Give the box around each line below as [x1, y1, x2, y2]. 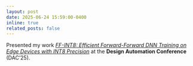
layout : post [6, 8, 39, 15]
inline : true [6, 20, 39, 26]
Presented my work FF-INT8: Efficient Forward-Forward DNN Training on [6, 42, 187, 49]
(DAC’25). [6, 54, 30, 61]
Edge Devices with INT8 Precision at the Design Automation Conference [6, 48, 187, 55]
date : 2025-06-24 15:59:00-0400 [6, 14, 87, 20]
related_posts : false [6, 25, 60, 32]
